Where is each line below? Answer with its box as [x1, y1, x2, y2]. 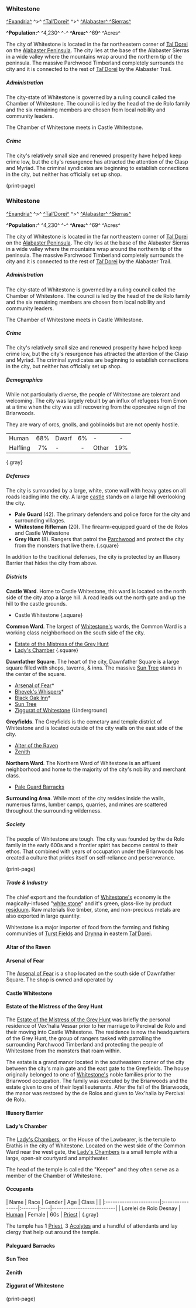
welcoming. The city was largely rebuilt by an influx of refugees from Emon [6, 398, 187, 405]
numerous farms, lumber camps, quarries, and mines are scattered [6, 801, 167, 808]
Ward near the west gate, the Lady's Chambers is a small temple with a [6, 1148, 177, 1155]
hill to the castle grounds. [6, 600, 67, 607]
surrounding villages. [14, 517, 66, 524]
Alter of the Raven [14, 742, 59, 749]
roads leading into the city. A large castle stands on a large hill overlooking [6, 493, 185, 500]
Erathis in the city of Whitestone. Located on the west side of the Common [6, 1142, 185, 1149]
